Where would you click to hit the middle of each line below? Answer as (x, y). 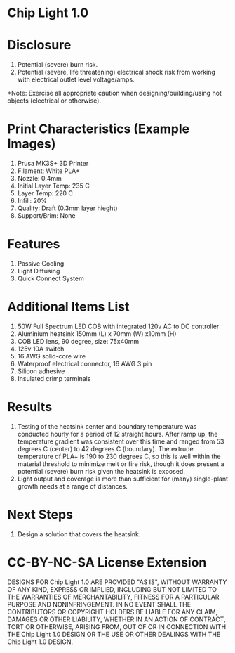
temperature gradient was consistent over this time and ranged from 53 (121, 441)
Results (30, 407)
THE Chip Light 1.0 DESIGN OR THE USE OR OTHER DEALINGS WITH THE (114, 634)
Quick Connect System (51, 278)
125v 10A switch (41, 349)
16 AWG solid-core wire (52, 356)
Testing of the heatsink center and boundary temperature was (107, 426)
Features (34, 244)
